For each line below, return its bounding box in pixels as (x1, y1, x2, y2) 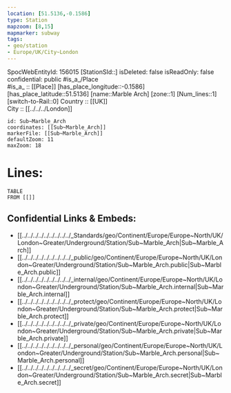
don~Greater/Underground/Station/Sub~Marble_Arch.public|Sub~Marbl (17, 260, 222, 268)
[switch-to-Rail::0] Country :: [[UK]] (7, 97, 108, 105)
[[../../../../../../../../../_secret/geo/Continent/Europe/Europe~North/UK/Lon (17, 363, 223, 372)
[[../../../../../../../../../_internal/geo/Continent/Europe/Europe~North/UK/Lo (17, 275, 223, 284)
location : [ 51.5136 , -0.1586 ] (7, 10, 91, 17)
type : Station (7, 17, 48, 24)
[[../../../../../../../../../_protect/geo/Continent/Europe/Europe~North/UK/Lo (17, 297, 222, 305)
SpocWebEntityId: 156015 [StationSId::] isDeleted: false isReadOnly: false (7, 67, 214, 76)
